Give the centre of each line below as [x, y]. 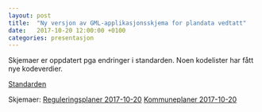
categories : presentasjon [51, 38]
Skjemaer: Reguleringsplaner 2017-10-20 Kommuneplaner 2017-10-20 [123, 99]
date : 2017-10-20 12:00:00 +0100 [67, 30]
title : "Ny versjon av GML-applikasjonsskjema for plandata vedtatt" [127, 23]
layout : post [30, 15]
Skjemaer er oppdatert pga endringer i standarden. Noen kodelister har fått [131, 60]
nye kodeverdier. [36, 69]
